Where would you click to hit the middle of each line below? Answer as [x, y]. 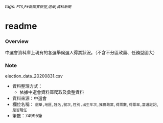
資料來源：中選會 [29, 98]
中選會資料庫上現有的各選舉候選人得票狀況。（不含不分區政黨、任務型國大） [81, 53]
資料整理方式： [27, 86]
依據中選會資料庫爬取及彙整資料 [52, 92]
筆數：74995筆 [27, 116]
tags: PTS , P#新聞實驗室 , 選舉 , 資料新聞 [38, 6]
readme [21, 26]
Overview [17, 41]
